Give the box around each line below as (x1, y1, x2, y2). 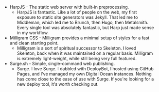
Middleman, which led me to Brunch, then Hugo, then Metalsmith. (17, 19, 149, 25)
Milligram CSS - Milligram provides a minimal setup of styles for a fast (9, 35, 150, 41)
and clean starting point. (9, 40, 59, 46)
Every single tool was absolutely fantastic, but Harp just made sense (17, 25, 154, 31)
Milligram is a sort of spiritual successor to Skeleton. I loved (17, 46, 137, 51)
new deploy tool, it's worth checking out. (17, 81, 99, 87)
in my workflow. (17, 30, 49, 35)
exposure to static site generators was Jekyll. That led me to (17, 15, 138, 20)
